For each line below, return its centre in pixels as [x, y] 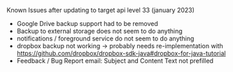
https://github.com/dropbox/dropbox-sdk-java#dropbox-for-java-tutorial [121, 53]
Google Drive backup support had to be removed [87, 23]
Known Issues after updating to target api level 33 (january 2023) [101, 10]
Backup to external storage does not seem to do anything [99, 31]
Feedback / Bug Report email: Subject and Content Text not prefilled [115, 61]
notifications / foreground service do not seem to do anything [105, 38]
